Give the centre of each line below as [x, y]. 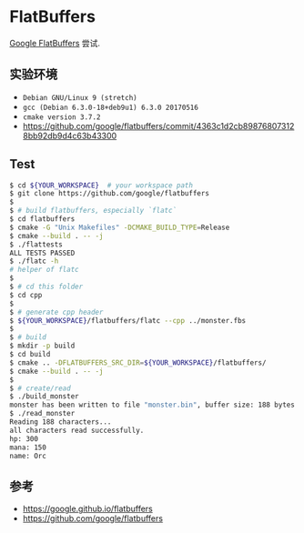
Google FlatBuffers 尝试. [55, 43]
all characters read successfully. [77, 430]
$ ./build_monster [44, 397]
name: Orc [28, 456]
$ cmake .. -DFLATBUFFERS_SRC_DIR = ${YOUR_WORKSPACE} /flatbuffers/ [138, 362]
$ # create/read [40, 388]
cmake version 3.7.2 [61, 117]
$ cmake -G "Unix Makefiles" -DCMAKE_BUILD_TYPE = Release [120, 227]
